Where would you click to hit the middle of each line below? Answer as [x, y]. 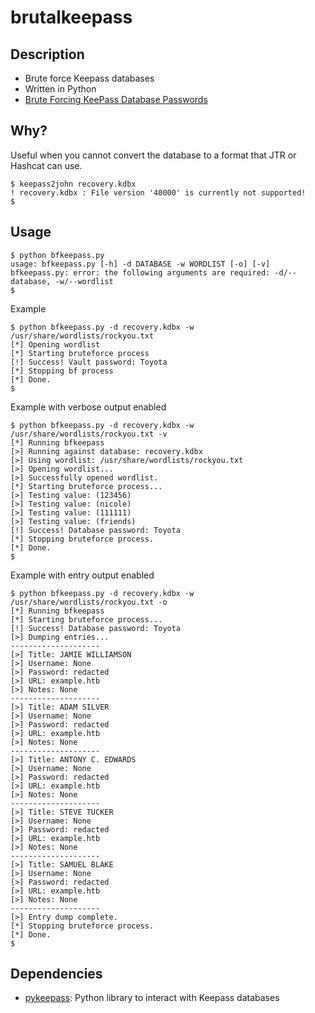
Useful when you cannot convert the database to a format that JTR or [153, 155]
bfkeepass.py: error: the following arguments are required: [140, 272]
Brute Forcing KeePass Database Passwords [116, 99]
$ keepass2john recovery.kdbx [73, 184]
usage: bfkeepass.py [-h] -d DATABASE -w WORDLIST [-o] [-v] [140, 264]
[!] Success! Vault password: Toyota [89, 362]
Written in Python [60, 89]
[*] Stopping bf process [62, 371]
